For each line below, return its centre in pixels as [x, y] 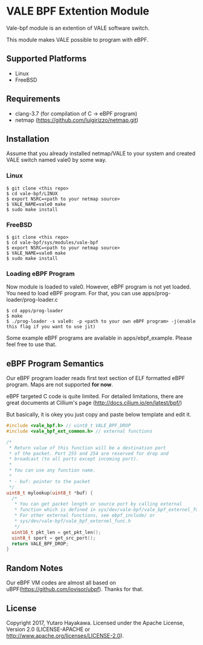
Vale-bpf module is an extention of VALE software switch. [78, 28]
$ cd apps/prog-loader [35, 311]
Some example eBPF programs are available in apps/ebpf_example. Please [99, 338]
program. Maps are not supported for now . [60, 385]
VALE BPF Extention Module [78, 11]
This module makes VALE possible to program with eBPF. [78, 39]
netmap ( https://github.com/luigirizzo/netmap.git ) [77, 120]
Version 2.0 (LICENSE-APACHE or [48, 629]
